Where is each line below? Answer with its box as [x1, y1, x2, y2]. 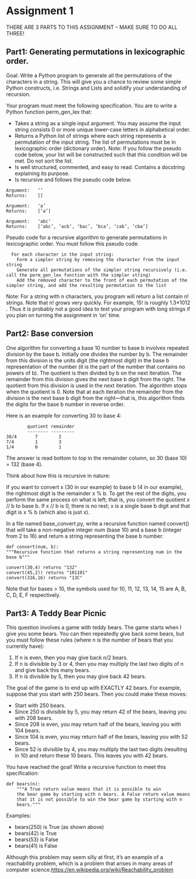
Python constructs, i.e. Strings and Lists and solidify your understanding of [6, 84, 187, 91]
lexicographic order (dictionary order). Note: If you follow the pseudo [14, 144, 182, 151]
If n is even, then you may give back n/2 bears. [14, 654, 128, 661]
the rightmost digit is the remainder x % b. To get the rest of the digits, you [6, 490, 187, 497]
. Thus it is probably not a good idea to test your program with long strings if [6, 305, 191, 312]
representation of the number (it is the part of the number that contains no [6, 363, 185, 370]
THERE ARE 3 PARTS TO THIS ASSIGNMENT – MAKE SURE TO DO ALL [6, 24, 178, 31]
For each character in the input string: [11, 252, 114, 257]
